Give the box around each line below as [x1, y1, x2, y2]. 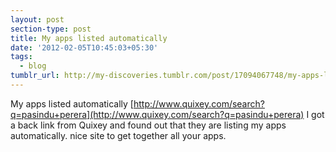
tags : [10, 52, 33, 62]
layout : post [10, 14, 65, 25]
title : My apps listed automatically [10, 33, 168, 43]
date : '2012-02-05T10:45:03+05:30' [10, 42, 159, 53]
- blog [19, 61, 47, 71]
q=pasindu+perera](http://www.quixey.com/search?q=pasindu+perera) [10, 108, 305, 120]
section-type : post [10, 24, 92, 34]
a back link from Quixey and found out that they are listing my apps [10, 119, 287, 131]
